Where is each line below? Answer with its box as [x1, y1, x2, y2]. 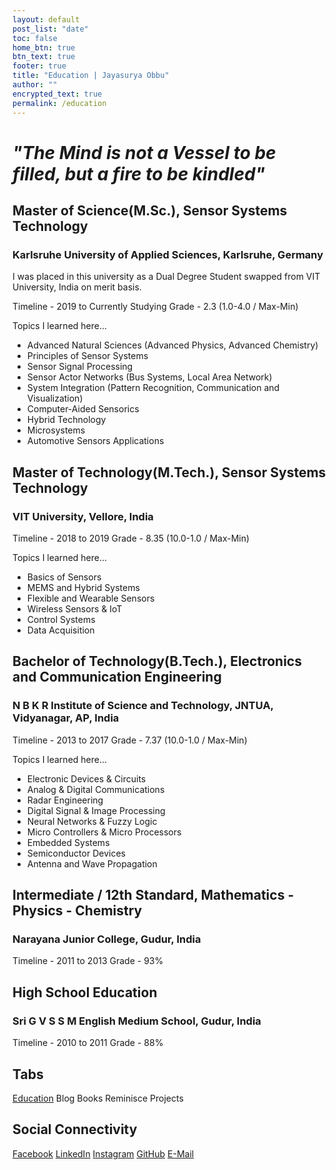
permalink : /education [12, 98, 107, 108]
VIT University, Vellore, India [12, 509, 154, 523]
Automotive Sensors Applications [26, 435, 165, 447]
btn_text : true [12, 52, 76, 62]
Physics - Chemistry [12, 902, 143, 920]
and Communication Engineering [12, 669, 222, 686]
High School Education [12, 984, 158, 1001]
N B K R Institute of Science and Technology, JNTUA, [12, 699, 274, 713]
